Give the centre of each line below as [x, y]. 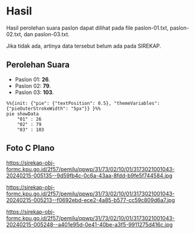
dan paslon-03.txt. [47, 34]
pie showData [23, 114]
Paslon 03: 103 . [34, 92]
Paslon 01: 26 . [32, 79]
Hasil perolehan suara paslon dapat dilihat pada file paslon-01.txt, [88, 28]
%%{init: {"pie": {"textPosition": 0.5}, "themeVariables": [83, 103]
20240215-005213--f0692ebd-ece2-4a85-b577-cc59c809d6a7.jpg [91, 200]
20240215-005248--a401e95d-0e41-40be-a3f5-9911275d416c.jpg [90, 224]
